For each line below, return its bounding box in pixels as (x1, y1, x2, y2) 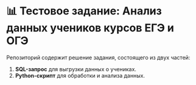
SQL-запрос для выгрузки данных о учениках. (15, 65, 137, 72)
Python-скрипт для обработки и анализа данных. (15, 72, 145, 79)
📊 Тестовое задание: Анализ (6, 4, 163, 18)
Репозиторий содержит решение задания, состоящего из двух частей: (6, 54, 191, 61)
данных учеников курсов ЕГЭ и (6, 21, 175, 35)
